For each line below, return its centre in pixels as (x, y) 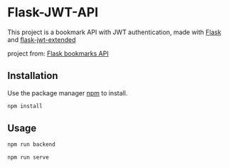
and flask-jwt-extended (42, 39)
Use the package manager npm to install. (68, 93)
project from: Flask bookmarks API (58, 53)
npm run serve (28, 157)
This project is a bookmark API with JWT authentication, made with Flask (114, 32)
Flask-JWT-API (53, 12)
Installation (33, 76)
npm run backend (31, 145)
